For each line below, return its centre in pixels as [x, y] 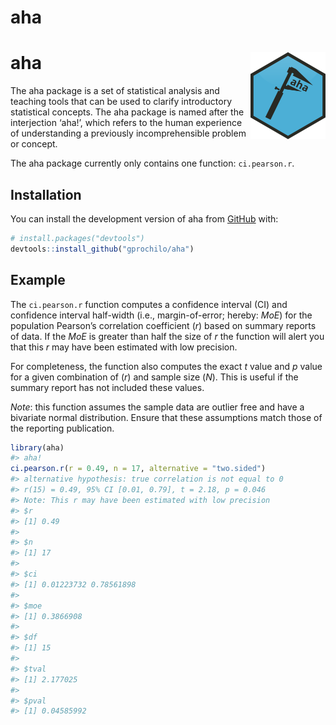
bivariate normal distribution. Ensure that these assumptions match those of [166, 417]
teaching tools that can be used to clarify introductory [121, 102]
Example [38, 280]
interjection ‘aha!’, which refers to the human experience [126, 123]
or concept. [34, 144]
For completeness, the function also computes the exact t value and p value [166, 366]
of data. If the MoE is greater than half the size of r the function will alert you [167, 336]
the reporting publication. [62, 428]
